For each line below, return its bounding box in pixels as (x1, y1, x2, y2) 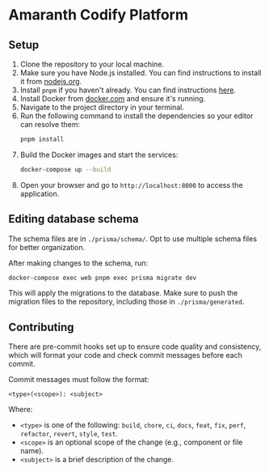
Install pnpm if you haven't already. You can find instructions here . (19, 85, 237, 95)
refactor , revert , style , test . (19, 429, 119, 439)
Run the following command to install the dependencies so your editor (19, 111, 254, 121)
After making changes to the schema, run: (8, 257, 149, 268)
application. (19, 189, 60, 198)
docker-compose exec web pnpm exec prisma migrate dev (8, 274, 197, 282)
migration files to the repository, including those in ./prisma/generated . (8, 297, 245, 307)
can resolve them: (19, 120, 81, 129)
